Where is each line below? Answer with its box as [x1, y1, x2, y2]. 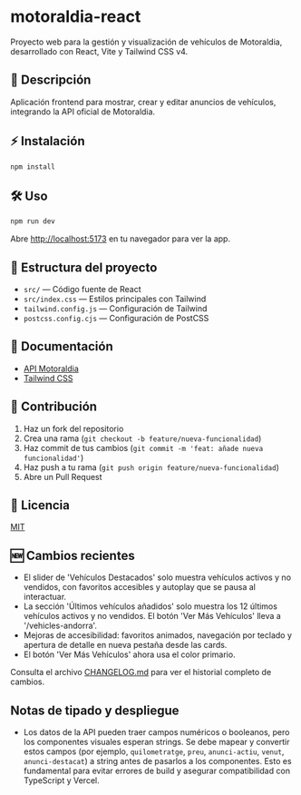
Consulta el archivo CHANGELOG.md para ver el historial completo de [10, 667, 272, 678]
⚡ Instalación [10, 133, 85, 149]
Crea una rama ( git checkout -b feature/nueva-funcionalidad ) [23, 433, 262, 444]
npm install [10, 162, 55, 172]
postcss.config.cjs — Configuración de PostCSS [23, 312, 209, 323]
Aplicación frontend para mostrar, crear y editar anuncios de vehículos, [10, 96, 277, 107]
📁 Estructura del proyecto [10, 260, 158, 275]
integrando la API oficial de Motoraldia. [10, 106, 156, 117]
